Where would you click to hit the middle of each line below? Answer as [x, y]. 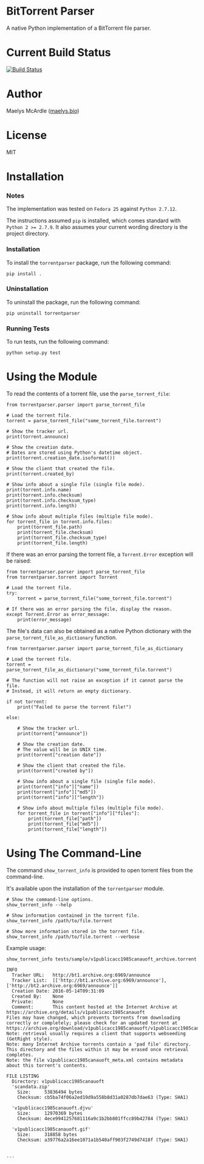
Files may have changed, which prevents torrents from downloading [93, 1018]
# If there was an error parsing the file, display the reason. [89, 609]
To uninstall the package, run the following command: [73, 302]
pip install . [24, 274]
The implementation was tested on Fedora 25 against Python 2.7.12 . [92, 209]
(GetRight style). [29, 1039]
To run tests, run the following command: [58, 342]
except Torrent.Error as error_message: [58, 615]
